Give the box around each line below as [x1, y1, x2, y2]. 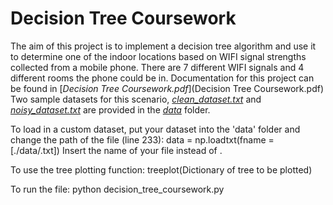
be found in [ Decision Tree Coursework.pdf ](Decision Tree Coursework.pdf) [10, 82, 325, 94]
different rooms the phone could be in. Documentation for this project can [10, 72, 315, 84]
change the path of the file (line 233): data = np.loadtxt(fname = [10, 133, 275, 146]
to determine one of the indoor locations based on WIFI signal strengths [10, 50, 307, 62]
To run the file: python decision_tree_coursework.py [10, 183, 225, 195]
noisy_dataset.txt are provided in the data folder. [10, 103, 211, 116]
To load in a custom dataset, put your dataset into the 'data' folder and [10, 123, 301, 135]
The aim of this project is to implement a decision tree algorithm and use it [10, 40, 317, 52]
